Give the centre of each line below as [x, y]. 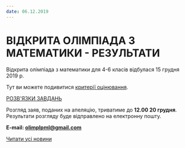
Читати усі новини [29, 139]
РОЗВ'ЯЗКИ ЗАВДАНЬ [34, 98]
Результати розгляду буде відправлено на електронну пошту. [84, 116]
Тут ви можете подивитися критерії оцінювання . [67, 87]
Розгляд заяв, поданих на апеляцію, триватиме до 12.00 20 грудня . [92, 110]
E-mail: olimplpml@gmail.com [44, 127]
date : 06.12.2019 [27, 11]
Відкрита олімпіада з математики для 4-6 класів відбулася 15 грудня [93, 69]
